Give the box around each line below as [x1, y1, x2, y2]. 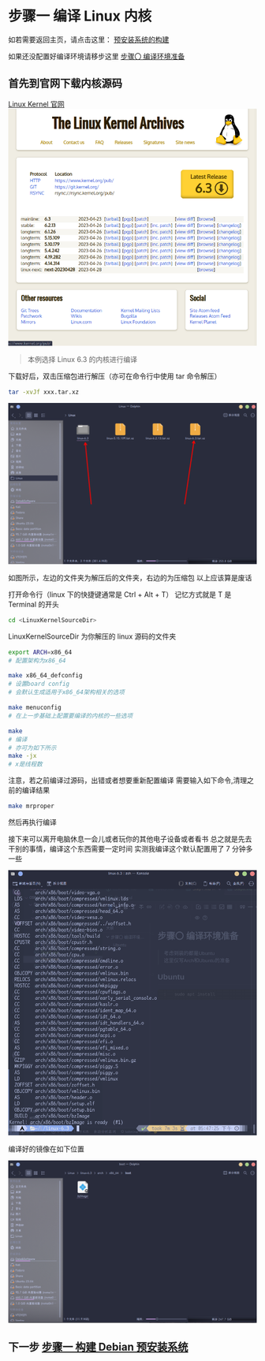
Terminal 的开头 [8, 599, 59, 609]
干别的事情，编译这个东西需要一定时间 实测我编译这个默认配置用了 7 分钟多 [8, 845, 253, 854]
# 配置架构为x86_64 [8, 656, 66, 665]
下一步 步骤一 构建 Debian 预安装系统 [8, 1340, 188, 1353]
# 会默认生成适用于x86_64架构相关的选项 [8, 688, 125, 696]
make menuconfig [8, 703, 62, 712]
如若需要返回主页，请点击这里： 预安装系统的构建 [8, 35, 170, 44]
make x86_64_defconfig [8, 672, 83, 680]
